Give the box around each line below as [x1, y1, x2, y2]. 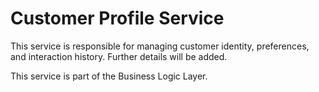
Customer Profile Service [10, 7, 225, 30]
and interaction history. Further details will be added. [10, 50, 228, 62]
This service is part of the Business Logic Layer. [10, 70, 208, 82]
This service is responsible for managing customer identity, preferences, [10, 40, 310, 52]
